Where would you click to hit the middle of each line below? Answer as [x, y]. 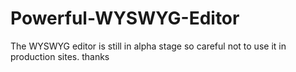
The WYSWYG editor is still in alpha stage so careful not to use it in [148, 46]
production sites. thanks [60, 56]
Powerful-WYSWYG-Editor [125, 18]
